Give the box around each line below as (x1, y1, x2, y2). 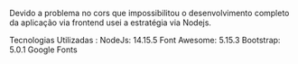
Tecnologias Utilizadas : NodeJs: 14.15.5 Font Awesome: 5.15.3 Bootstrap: (9, 35, 281, 45)
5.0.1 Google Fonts (9, 44, 79, 55)
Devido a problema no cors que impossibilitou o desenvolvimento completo (9, 8, 290, 18)
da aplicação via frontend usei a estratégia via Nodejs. (9, 17, 212, 28)
